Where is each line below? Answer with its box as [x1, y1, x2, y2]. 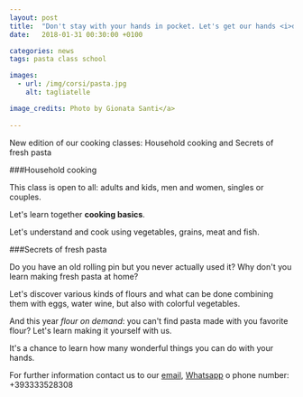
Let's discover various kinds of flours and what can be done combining [9, 288, 273, 299]
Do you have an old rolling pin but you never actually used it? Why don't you [9, 261, 292, 272]
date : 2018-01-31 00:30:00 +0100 [9, 30, 143, 39]
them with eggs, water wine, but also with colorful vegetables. [9, 298, 241, 309]
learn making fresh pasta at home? [9, 271, 139, 282]
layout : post [9, 13, 59, 23]
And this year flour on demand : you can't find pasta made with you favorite [9, 315, 289, 326]
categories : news [9, 46, 75, 55]
